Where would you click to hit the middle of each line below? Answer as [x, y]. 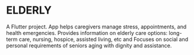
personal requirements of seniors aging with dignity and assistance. [89, 46]
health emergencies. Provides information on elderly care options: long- [94, 33]
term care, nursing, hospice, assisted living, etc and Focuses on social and [97, 39]
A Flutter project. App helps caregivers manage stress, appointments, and [96, 27]
